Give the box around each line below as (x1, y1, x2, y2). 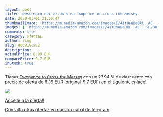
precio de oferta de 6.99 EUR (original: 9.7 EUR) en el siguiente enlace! (5, 79, 147, 85)
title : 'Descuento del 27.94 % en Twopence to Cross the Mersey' (5, 12, 140, 16)
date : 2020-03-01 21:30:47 (5, 16, 60, 21)
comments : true (5, 29, 36, 34)
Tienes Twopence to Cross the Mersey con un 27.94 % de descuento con (5, 74, 152, 80)
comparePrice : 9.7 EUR (5, 56, 51, 61)
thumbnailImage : (5, 20, 38, 26)
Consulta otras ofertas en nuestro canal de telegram (5, 107, 110, 113)
